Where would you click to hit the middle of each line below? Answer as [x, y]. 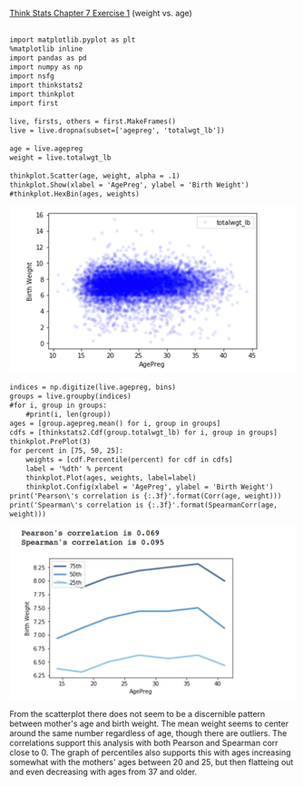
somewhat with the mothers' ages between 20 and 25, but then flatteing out [151, 762]
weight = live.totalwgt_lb [60, 158]
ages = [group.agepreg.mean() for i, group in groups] [115, 423]
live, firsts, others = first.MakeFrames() [93, 121]
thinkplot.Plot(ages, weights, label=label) [111, 478]
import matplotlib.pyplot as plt [73, 40]
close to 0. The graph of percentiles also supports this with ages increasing [151, 752]
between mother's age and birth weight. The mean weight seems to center [149, 723]
